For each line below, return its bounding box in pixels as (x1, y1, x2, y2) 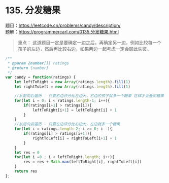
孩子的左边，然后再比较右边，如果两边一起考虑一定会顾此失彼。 (17, 46, 151, 52)
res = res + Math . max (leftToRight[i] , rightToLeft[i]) (23, 159, 142, 165)
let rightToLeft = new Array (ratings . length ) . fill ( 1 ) (14, 84, 130, 89)
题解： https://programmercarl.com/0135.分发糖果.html (5, 28, 119, 34)
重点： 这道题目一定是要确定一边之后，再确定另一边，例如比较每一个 (17, 39, 161, 46)
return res (14, 169, 38, 174)
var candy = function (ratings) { (5, 75, 76, 80)
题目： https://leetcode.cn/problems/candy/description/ (5, 22, 121, 28)
